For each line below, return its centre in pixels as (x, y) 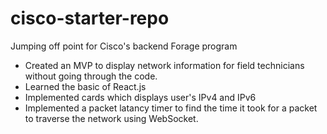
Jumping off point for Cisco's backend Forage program (124, 46)
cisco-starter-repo (90, 18)
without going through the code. (91, 76)
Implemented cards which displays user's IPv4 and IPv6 (140, 97)
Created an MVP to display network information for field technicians (164, 65)
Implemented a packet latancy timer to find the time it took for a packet (171, 108)
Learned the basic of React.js (85, 86)
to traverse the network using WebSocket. (111, 118)
